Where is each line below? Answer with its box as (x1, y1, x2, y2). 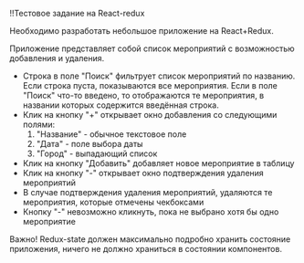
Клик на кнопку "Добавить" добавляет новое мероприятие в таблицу (22, 158, 295, 168)
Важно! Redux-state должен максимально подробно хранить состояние (9, 234, 291, 245)
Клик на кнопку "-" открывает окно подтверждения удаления (22, 168, 265, 178)
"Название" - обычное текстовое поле (36, 129, 187, 140)
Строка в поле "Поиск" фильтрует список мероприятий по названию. (22, 70, 296, 81)
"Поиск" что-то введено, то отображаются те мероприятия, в (22, 90, 265, 100)
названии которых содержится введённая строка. (22, 100, 219, 110)
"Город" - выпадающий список (36, 148, 158, 159)
